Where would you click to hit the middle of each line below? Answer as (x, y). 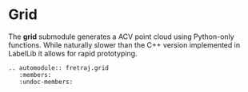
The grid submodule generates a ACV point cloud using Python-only (121, 36)
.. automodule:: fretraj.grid (59, 68)
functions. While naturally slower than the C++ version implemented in (124, 44)
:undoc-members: (46, 82)
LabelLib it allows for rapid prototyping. (73, 53)
